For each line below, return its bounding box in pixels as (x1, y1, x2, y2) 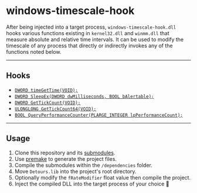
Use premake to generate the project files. (14, 155, 117, 162)
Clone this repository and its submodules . (14, 149, 116, 156)
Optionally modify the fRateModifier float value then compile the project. (14, 174, 191, 181)
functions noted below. (6, 48, 62, 55)
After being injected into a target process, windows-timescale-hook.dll (6, 23, 176, 30)
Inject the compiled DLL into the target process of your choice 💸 (14, 180, 169, 187)
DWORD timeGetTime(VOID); (14, 87, 78, 93)
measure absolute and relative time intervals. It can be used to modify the (6, 36, 184, 43)
